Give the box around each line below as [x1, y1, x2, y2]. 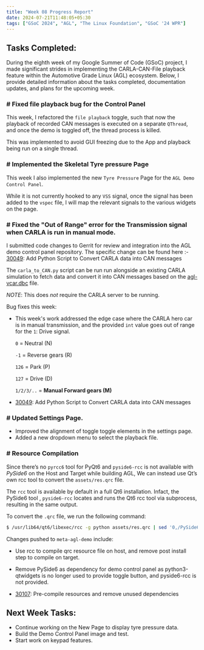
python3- [165, 565, 189, 573]
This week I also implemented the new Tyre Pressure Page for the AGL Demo [6, 174, 195, 181]
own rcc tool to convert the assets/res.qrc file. [6, 476, 124, 483]
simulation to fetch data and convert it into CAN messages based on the [6, 273, 186, 281]
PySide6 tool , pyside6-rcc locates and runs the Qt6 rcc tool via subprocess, [6, 494, 197, 501]
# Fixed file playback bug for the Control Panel [6, 100, 146, 108]
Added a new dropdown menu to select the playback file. [15, 434, 158, 441]
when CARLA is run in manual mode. [6, 228, 116, 236]
